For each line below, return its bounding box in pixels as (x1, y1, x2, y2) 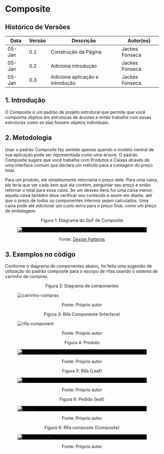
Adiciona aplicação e (50, 74, 99, 80)
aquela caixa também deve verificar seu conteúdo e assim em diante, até (5, 192, 152, 198)
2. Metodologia (5, 134, 52, 142)
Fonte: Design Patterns (59, 236, 105, 242)
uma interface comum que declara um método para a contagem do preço (5, 162, 153, 168)
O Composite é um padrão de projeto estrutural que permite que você (5, 109, 145, 115)
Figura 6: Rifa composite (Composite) (44, 425, 120, 431)
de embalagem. (5, 208, 37, 214)
